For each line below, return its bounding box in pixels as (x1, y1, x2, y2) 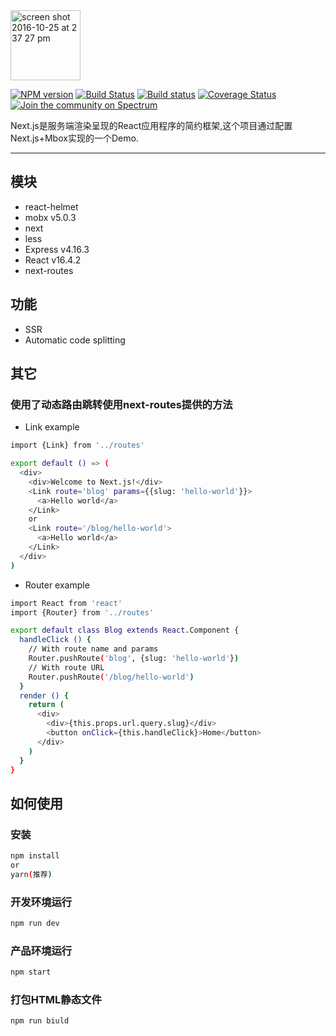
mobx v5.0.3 (24, 211, 77, 223)
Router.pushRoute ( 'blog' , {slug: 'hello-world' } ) (28, 654, 240, 664)
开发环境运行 (10, 895, 73, 909)
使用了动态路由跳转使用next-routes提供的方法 (10, 397, 233, 411)
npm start (10, 967, 52, 978)
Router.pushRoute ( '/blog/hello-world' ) (28, 672, 195, 682)
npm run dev (10, 919, 60, 929)
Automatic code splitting (24, 334, 126, 346)
